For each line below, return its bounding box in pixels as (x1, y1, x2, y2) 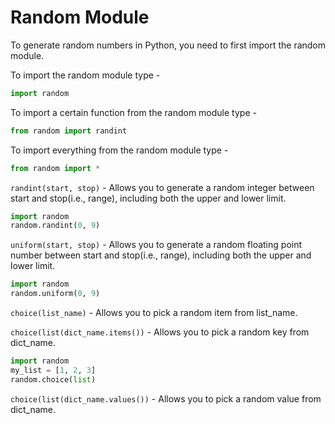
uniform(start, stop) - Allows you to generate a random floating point (10, 239, 303, 251)
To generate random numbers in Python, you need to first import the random (10, 39, 327, 51)
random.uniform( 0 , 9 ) (10, 289, 101, 299)
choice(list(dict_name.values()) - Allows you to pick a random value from (10, 392, 322, 405)
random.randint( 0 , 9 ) (10, 221, 101, 231)
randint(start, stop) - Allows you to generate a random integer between (10, 181, 315, 193)
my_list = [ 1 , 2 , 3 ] (10, 365, 97, 375)
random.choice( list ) (10, 374, 97, 385)
